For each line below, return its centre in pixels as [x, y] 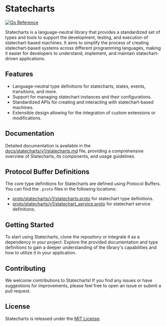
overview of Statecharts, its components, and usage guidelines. [70, 156]
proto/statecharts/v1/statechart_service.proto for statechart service [81, 204]
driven [12, 58]
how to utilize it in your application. [41, 253]
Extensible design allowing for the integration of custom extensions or [84, 112]
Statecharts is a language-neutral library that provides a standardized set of [83, 32]
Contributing [25, 269]
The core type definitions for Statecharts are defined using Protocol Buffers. [83, 184]
